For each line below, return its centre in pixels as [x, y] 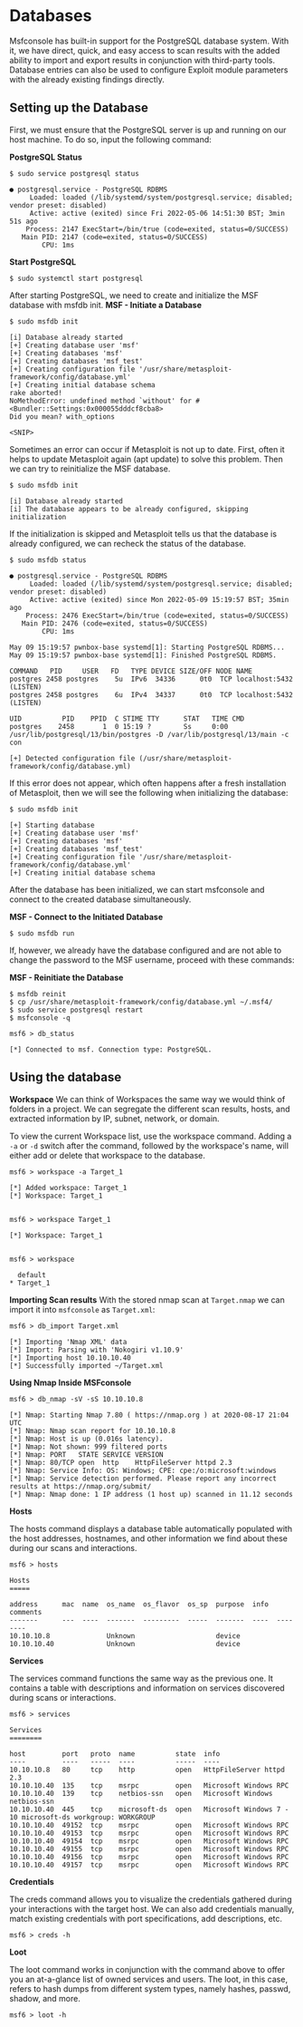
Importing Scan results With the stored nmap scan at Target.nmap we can [147, 1300]
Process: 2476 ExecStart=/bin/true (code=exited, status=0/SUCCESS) [157, 616]
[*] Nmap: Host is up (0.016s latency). [87, 1439]
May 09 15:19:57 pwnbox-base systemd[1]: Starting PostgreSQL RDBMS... [147, 647]
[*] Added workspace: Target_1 [68, 1188]
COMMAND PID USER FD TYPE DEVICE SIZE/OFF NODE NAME [131, 671]
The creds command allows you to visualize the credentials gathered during [151, 1899]
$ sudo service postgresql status [75, 173]
